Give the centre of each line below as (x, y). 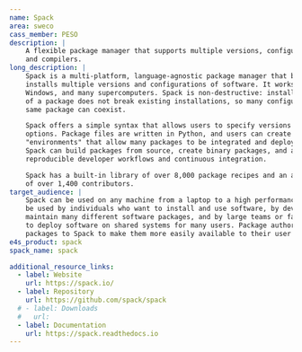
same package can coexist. (76, 110)
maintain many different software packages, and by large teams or (154, 217)
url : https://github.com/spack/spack (96, 300)
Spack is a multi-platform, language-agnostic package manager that (156, 76)
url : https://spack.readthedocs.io (92, 333)
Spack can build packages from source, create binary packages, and (156, 151)
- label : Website (50, 275)
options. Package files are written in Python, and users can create (159, 134)
